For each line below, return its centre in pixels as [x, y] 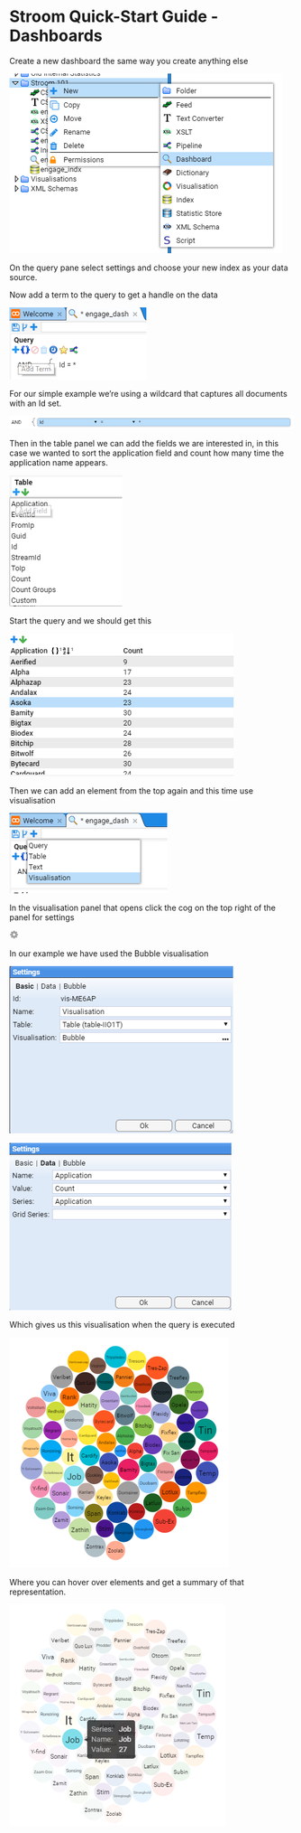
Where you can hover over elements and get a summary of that [127, 1582]
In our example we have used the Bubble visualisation [109, 953]
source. [23, 277]
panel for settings [42, 917]
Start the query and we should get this [80, 620]
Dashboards [56, 36]
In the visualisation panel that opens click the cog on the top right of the [143, 907]
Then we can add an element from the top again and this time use [132, 790]
